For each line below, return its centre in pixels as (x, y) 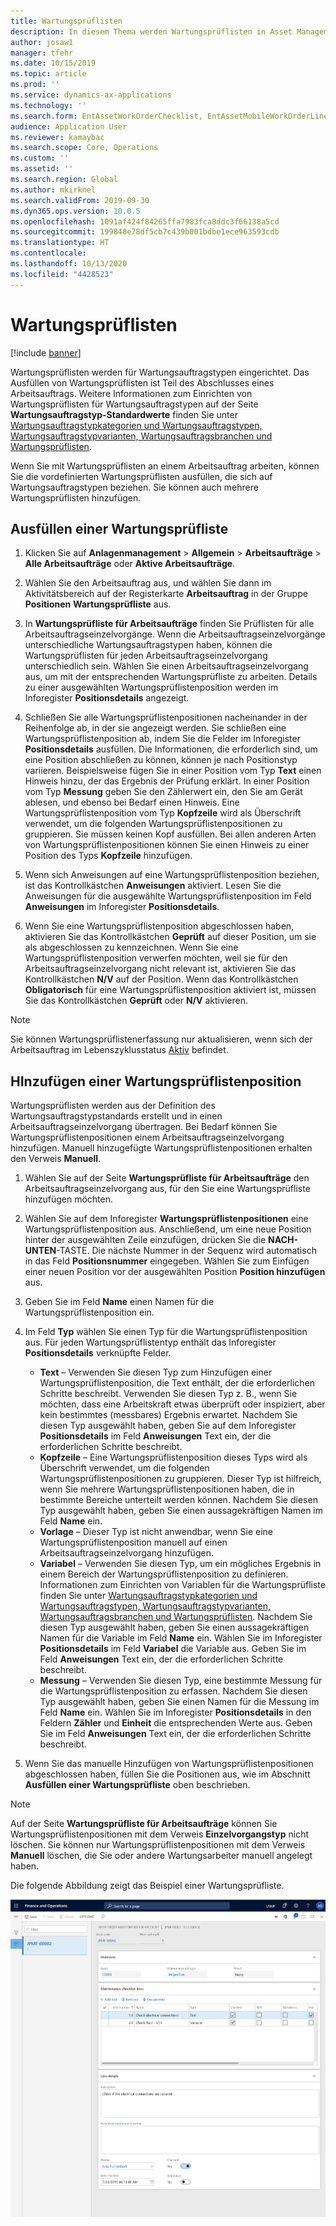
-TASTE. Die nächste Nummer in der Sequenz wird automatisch (186, 1251)
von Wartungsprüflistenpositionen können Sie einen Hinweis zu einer (167, 845)
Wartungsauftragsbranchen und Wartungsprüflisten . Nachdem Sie (176, 1617)
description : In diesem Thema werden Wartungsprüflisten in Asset (151, 31)
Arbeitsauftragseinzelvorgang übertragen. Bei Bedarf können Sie (144, 1127)
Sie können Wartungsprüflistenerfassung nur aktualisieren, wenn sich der (161, 1039)
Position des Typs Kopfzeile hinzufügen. (108, 856)
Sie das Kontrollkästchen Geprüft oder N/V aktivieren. (136, 1001)
